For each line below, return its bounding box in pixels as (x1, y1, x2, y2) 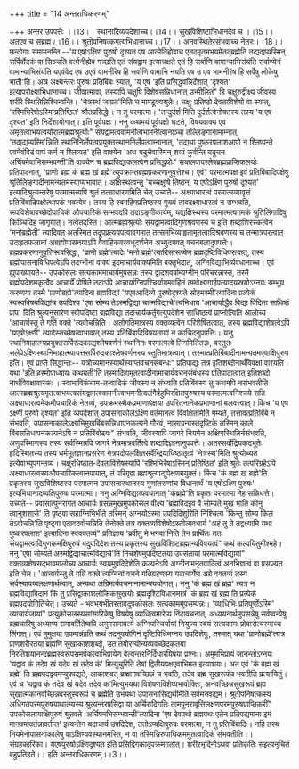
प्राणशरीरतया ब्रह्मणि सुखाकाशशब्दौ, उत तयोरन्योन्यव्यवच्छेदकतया (9, 639, 187, 649)
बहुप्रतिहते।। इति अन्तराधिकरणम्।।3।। (9, 749, 128, 759)
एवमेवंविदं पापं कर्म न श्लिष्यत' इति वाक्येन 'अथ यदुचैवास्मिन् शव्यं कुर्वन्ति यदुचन (9, 147, 225, 157)
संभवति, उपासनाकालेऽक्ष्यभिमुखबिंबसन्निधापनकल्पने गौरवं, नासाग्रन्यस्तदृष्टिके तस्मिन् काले (9, 418, 254, 428)
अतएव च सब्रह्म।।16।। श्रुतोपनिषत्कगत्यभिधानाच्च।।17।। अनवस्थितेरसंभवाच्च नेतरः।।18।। (9, 37, 284, 46)
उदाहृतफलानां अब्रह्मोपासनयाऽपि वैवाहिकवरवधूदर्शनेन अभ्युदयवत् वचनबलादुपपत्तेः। (9, 237, 234, 247)
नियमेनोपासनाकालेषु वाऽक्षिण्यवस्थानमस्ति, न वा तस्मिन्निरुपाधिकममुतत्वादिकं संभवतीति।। (9, 729, 254, 740)
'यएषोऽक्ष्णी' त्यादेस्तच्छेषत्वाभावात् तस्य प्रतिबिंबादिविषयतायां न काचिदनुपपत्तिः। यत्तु (9, 327, 234, 338)
